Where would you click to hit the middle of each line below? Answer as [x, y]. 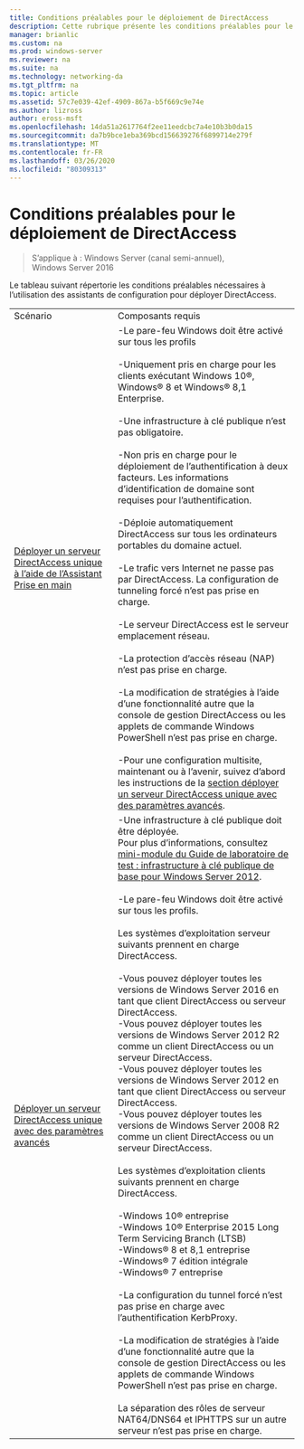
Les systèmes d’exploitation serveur [194, 933]
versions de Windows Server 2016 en [198, 990]
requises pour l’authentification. [185, 500]
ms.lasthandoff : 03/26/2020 [62, 161]
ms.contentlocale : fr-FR [56, 152]
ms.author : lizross [46, 110]
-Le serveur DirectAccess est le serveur [203, 625]
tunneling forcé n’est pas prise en [188, 591]
